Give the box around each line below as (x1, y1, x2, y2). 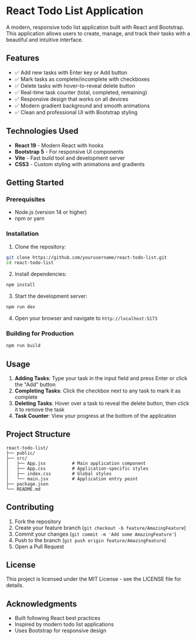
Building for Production (6, 329, 74, 337)
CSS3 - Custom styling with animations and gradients (14, 160, 145, 167)
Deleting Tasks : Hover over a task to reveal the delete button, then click (14, 400, 190, 407)
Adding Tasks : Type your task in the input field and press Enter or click (14, 375, 188, 382)
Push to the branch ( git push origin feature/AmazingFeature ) (14, 536, 167, 543)
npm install (6, 282, 35, 288)
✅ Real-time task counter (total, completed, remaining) (14, 88, 148, 95)
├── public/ (6, 450, 35, 456)
